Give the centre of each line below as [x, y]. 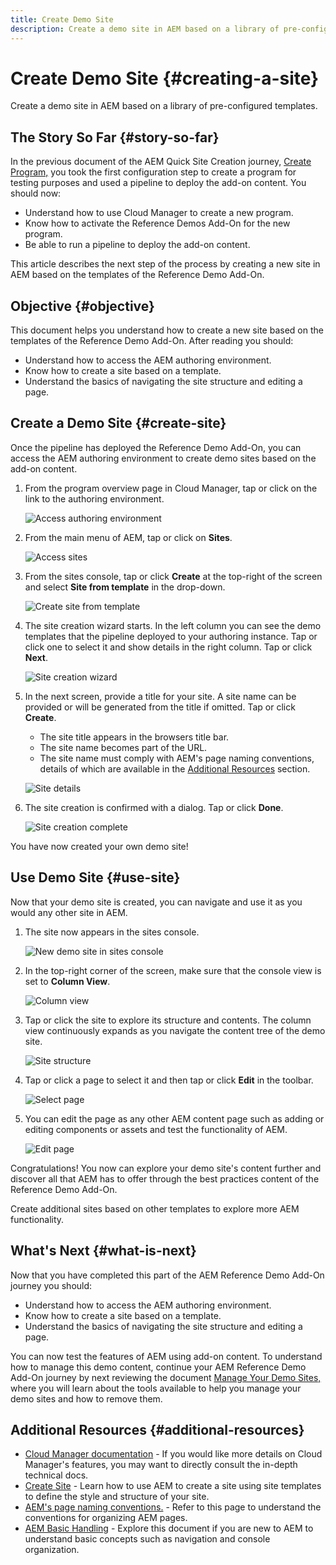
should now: [36, 193]
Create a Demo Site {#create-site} [118, 423]
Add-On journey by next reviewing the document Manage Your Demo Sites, [166, 1377]
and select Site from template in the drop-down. [125, 587]
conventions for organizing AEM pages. [106, 1518]
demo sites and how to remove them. [86, 1398]
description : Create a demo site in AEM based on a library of [145, 29]
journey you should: [51, 1285]
